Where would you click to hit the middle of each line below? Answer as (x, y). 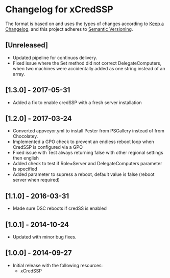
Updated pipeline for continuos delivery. (55, 57)
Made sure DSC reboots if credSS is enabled (60, 208)
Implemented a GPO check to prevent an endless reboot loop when (83, 142)
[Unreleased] (27, 45)
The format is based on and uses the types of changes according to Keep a (85, 24)
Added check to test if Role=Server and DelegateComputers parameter (87, 164)
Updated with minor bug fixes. (44, 237)
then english (26, 158)
